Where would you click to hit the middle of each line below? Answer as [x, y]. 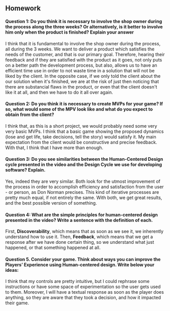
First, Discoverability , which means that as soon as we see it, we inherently [84, 232]
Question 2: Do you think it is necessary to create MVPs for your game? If [84, 104]
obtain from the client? [30, 115]
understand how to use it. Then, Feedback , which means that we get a [79, 237]
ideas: [12, 270]
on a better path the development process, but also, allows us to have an [81, 65]
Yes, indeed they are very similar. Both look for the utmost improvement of [83, 181]
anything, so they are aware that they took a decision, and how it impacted [83, 298]
